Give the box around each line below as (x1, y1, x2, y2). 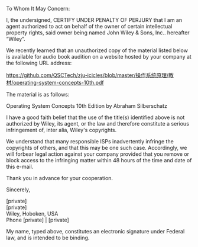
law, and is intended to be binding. (6, 234, 90, 241)
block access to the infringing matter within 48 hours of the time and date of (6, 157, 192, 163)
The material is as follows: (6, 91, 70, 98)
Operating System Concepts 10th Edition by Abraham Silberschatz (6, 102, 167, 109)
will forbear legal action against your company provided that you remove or (6, 150, 189, 158)
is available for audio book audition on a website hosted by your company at (6, 53, 192, 60)
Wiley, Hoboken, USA (6, 210, 59, 217)
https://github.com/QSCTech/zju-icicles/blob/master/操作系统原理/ (6, 72, 169, 79)
